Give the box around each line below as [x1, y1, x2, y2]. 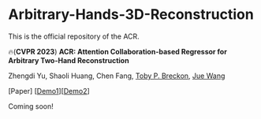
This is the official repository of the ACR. [8, 32, 140, 41]
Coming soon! [8, 101, 54, 111]
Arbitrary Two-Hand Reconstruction [8, 55, 129, 65]
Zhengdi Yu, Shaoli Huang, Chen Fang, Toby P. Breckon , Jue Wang [8, 71, 226, 80]
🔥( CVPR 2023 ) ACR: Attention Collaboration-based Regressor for [8, 46, 227, 56]
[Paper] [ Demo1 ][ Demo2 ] [8, 86, 91, 95]
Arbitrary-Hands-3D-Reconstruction [8, 6, 254, 24]
